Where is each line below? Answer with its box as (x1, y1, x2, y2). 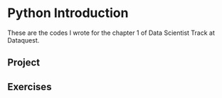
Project (7, 57, 41, 69)
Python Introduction (7, 5, 129, 21)
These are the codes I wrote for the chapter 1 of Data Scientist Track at (7, 28, 216, 37)
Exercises (7, 80, 52, 93)
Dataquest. (7, 36, 40, 44)
